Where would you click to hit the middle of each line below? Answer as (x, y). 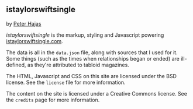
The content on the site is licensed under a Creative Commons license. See (96, 93)
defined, (16, 65)
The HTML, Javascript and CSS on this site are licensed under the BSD (92, 76)
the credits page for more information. (53, 100)
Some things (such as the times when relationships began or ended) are (93, 58)
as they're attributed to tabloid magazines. (78, 65)
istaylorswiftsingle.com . (35, 41)
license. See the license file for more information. (66, 82)
